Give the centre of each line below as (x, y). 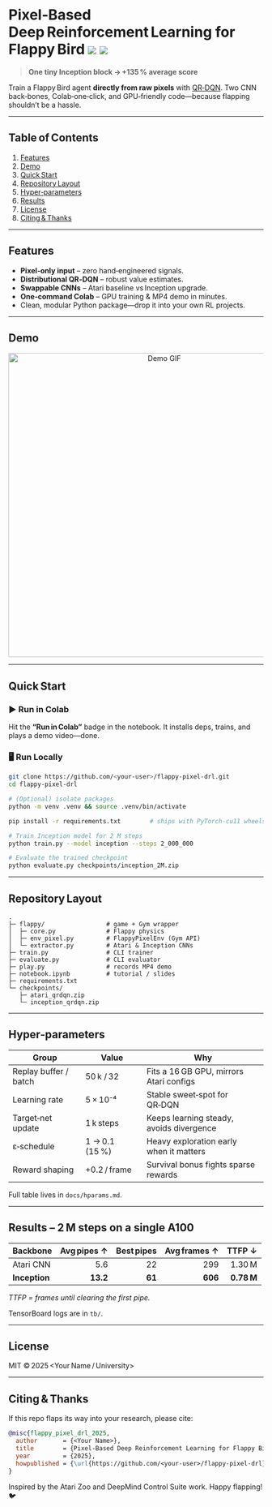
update (26, 1127)
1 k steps (102, 1123)
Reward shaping (43, 1170)
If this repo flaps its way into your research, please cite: (101, 1419)
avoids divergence (181, 1127)
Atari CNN (32, 1264)
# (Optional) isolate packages (61, 799)
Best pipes (136, 1251)
